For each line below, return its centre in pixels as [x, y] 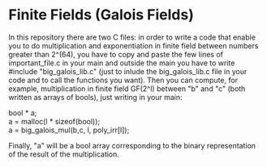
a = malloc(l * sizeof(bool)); [54, 121]
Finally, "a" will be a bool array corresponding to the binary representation [132, 145]
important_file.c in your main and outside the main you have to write [122, 63]
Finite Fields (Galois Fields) [101, 15]
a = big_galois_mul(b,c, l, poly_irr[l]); [69, 130]
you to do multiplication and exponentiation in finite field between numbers [133, 45]
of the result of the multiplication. [64, 154]
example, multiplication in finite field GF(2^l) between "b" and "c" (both [127, 88]
